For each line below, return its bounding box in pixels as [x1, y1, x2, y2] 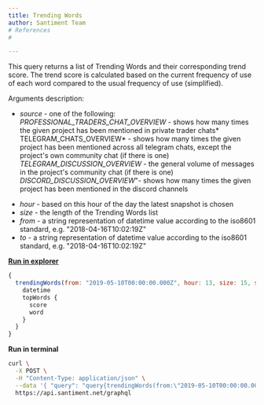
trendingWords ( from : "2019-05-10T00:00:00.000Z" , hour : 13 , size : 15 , [15, 279, 251, 287]
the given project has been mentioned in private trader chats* [19, 126, 220, 135]
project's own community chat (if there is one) [19, 151, 170, 160]
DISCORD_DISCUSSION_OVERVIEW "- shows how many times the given [19, 176, 251, 186]
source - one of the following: [19, 109, 116, 119]
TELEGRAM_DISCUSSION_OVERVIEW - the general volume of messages [19, 159, 255, 169]
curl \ [8, 359, 30, 368]
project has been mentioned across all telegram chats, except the [19, 142, 232, 152]
